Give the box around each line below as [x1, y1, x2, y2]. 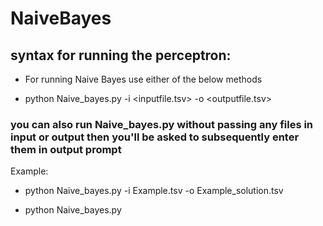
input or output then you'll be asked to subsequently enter [10, 130, 300, 144]
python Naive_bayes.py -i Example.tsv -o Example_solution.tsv [24, 185, 284, 197]
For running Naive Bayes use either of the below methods [24, 73, 263, 85]
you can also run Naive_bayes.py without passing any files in [10, 117, 314, 131]
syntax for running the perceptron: [10, 47, 232, 64]
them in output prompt [10, 142, 122, 156]
